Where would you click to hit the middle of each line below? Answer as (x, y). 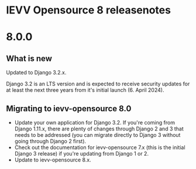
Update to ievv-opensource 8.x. (53, 160)
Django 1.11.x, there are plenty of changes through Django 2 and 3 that (99, 129)
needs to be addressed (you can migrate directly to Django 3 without (97, 135)
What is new (29, 58)
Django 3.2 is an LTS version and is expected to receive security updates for (98, 84)
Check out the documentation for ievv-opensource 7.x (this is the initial (100, 147)
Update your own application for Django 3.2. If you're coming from (95, 123)
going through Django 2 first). (50, 141)
